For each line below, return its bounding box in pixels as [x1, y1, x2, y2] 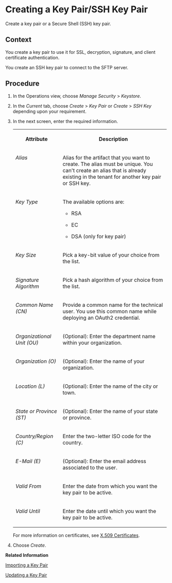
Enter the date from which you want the [62, 483, 158, 490]
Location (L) [15, 383, 45, 390]
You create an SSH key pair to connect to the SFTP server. [5, 64, 128, 70]
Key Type [15, 198, 38, 205]
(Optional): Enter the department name [62, 332, 156, 340]
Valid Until [15, 507, 40, 514]
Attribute [25, 135, 48, 142]
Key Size [15, 251, 37, 258]
